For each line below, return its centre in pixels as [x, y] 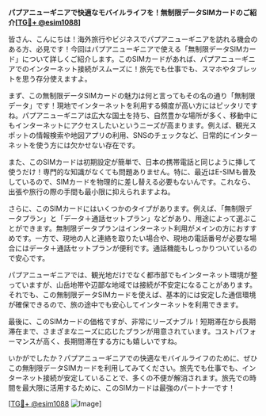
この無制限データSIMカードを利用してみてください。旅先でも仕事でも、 [125, 368]
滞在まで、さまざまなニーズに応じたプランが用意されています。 [112, 331]
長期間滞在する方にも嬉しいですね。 [122, 341]
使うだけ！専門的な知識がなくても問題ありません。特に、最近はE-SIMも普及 [132, 172]
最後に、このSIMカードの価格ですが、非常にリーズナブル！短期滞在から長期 [132, 321]
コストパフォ [235, 331]
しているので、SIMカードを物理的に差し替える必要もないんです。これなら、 [131, 182]
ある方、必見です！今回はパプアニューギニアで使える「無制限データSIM [125, 49]
